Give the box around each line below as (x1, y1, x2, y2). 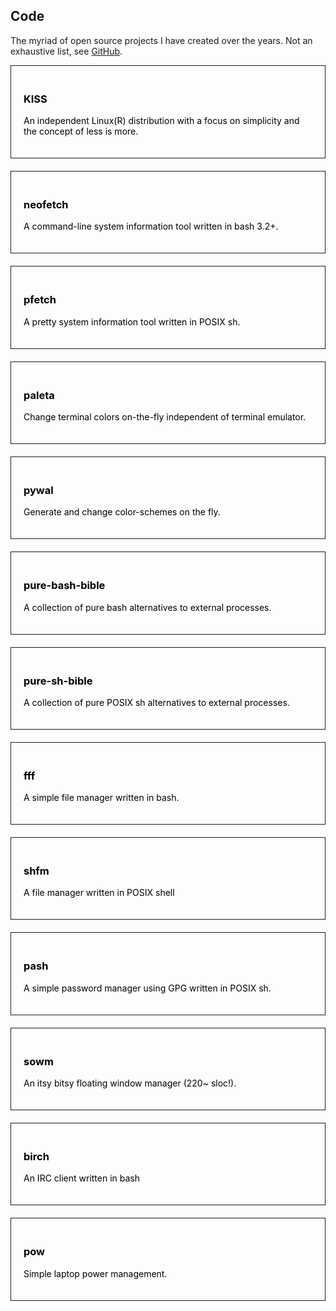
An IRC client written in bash (23, 1172, 141, 1184)
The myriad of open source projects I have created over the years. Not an (10, 34, 313, 46)
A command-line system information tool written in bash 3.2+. (23, 220, 279, 233)
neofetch (23, 198, 69, 212)
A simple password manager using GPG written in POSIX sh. (23, 982, 272, 994)
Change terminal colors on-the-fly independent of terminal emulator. (23, 411, 307, 423)
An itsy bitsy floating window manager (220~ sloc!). (23, 1077, 237, 1089)
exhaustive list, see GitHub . (10, 45, 123, 57)
